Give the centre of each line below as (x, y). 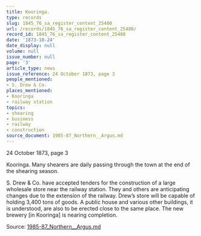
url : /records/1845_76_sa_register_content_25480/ (71, 29)
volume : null (23, 51)
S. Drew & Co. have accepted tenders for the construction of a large (91, 183)
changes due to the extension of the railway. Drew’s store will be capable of (101, 195)
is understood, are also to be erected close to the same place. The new (95, 208)
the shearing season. (33, 171)
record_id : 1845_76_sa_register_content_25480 (66, 34)
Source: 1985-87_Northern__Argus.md (54, 226)
